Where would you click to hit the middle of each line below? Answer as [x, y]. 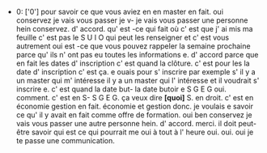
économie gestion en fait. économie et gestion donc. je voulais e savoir [134, 106]
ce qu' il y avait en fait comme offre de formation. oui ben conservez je [134, 115]
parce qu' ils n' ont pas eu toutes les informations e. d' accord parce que [137, 55]
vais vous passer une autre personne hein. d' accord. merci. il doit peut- [136, 123]
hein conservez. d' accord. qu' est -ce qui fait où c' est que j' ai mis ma [134, 29]
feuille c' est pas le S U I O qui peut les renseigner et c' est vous [122, 37]
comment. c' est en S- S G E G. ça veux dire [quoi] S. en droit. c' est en [135, 98]
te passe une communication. [65, 140]
